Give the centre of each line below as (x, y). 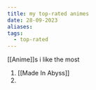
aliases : (20, 27)
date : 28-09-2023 (33, 20)
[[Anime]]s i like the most (43, 59)
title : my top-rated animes (48, 14)
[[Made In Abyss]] (43, 73)
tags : (15, 33)
